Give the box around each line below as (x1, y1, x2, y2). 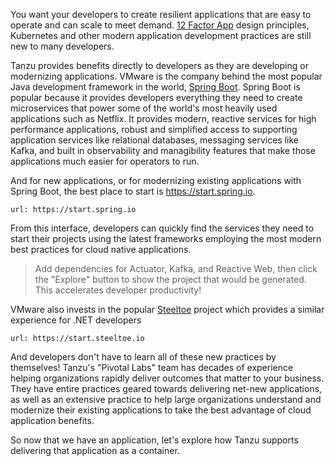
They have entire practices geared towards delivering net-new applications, (10, 383, 323, 394)
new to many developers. (10, 40, 115, 52)
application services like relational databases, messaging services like (10, 134, 300, 146)
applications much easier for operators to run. (10, 155, 200, 167)
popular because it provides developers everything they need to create (10, 92, 303, 103)
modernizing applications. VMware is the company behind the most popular (10, 70, 323, 82)
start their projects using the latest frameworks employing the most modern (10, 233, 322, 244)
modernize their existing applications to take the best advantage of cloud (10, 404, 312, 416)
